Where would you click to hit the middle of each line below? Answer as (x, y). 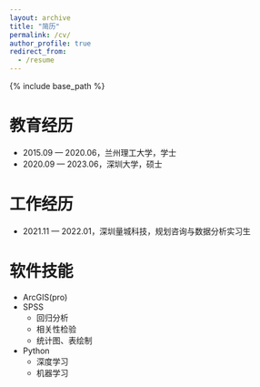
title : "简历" (35, 26)
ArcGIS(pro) (45, 297)
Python (36, 351)
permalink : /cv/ (40, 35)
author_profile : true (50, 43)
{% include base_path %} (57, 86)
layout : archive (40, 18)
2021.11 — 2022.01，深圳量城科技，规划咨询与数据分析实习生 (137, 231)
